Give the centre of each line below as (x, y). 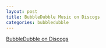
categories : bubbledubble (37, 22)
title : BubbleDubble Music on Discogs (53, 17)
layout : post (22, 11)
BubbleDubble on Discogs (37, 39)
